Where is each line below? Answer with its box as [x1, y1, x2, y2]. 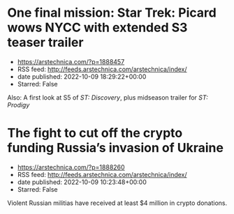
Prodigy [7, 100, 30, 109]
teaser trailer [7, 35, 84, 50]
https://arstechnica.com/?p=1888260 [17, 162, 125, 171]
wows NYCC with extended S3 [7, 20, 188, 36]
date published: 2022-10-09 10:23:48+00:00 [17, 178, 147, 186]
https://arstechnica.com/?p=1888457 [17, 57, 125, 66]
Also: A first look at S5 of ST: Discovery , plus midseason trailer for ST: [7, 93, 208, 102]
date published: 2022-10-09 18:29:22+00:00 [17, 72, 147, 81]
